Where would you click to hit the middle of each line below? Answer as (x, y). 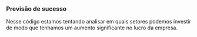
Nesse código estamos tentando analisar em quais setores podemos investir (98, 22)
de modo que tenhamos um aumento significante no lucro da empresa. (92, 28)
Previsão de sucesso (36, 9)
